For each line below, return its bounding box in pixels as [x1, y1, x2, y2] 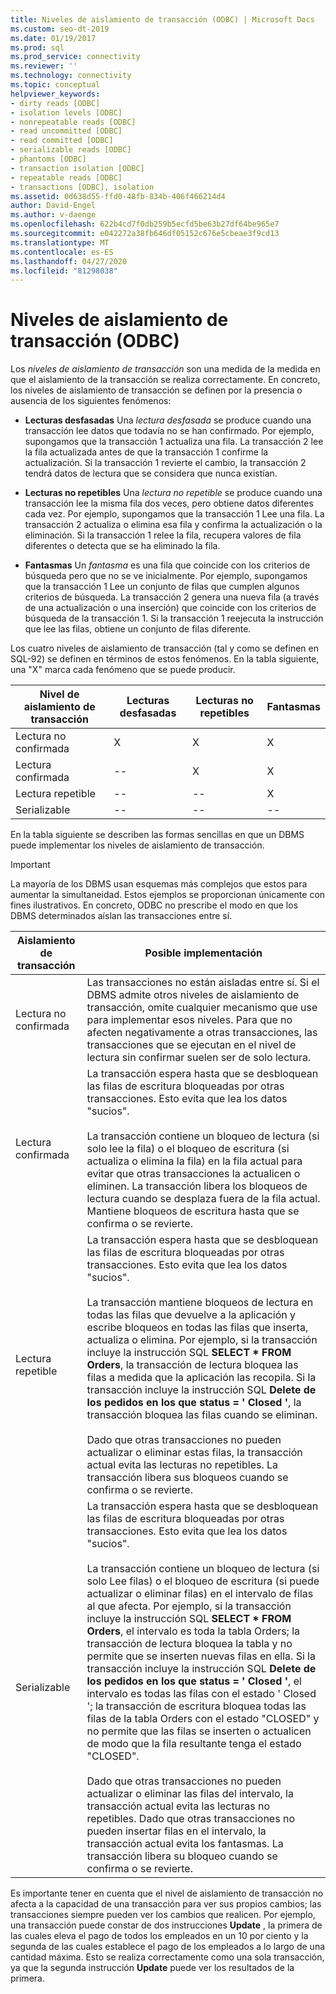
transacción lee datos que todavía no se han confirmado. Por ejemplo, [24, 425, 315, 437]
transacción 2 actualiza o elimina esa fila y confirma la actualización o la [24, 519, 323, 531]
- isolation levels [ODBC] [10, 107, 123, 118]
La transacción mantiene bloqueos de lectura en [86, 1296, 314, 1310]
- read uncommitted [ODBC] [10, 126, 123, 136]
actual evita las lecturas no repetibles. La [86, 1458, 279, 1472]
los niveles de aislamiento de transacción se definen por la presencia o [10, 384, 303, 396]
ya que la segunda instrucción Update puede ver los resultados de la [10, 1962, 295, 1974]
